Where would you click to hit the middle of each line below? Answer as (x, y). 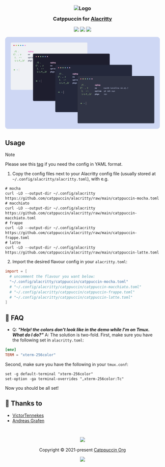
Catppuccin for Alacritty (82, 19)
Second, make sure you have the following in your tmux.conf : (67, 364)
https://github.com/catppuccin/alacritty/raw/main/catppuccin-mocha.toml (82, 199)
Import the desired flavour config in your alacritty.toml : (70, 262)
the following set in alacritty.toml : (48, 340)
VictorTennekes (28, 415)
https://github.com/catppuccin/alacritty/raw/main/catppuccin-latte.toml (82, 253)
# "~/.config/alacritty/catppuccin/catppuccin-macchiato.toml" (75, 287)
